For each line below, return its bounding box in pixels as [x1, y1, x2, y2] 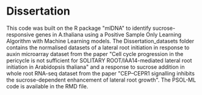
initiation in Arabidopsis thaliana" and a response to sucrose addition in [6, 63, 185, 71]
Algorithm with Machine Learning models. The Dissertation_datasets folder [6, 37, 194, 44]
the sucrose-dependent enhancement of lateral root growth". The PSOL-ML [6, 76, 197, 83]
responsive [6, 30, 35, 38]
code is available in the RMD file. [6, 82, 88, 90]
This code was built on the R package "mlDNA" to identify [6, 24, 151, 32]
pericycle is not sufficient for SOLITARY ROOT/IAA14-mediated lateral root [6, 57, 192, 64]
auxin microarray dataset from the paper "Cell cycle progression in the [6, 50, 184, 57]
